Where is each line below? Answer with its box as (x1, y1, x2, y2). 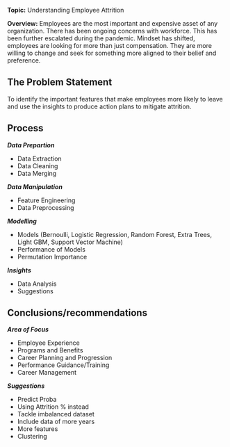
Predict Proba (17, 396, 57, 404)
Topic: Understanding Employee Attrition (7, 6, 124, 14)
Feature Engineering (17, 196, 76, 204)
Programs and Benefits (17, 346, 83, 355)
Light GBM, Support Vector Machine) (17, 238, 124, 246)
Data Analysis (17, 279, 57, 288)
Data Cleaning (17, 161, 58, 170)
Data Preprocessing (17, 203, 74, 211)
